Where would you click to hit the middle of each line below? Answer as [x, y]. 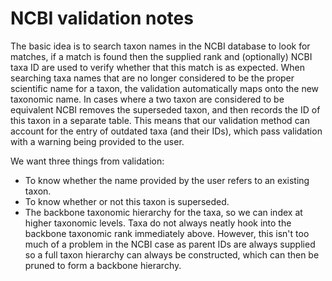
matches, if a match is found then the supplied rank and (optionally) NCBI [161, 56]
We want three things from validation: [87, 161]
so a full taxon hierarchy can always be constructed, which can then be [172, 254]
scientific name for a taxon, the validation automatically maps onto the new [165, 88]
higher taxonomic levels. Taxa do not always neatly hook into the [158, 223]
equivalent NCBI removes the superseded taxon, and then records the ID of [165, 109]
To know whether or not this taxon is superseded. [127, 201]
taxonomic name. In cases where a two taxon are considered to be [147, 99]
